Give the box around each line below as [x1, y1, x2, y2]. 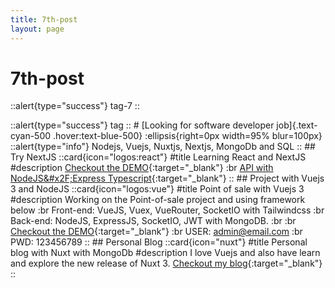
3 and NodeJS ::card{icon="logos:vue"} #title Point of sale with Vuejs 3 [10, 183, 305, 195]
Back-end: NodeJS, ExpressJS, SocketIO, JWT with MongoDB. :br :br [10, 215, 297, 227]
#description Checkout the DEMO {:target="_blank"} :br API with [10, 162, 274, 174]
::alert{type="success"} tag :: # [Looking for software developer [10, 119, 275, 131]
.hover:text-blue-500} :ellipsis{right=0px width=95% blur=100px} [53, 130, 323, 142]
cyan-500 [10, 130, 52, 142]
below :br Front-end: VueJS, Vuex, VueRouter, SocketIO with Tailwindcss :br [10, 204, 325, 216]
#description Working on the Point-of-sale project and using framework [10, 194, 306, 206]
